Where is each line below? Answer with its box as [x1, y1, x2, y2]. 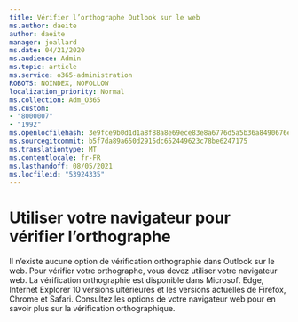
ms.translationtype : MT [9, 145, 98, 153]
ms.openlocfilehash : [9, 129, 86, 137]
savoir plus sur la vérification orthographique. [9, 303, 176, 314]
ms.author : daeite [9, 21, 77, 30]
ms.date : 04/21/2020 [9, 46, 86, 55]
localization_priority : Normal [9, 87, 125, 96]
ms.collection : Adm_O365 [9, 95, 101, 105]
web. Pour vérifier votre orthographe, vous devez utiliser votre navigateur [9, 265, 278, 276]
